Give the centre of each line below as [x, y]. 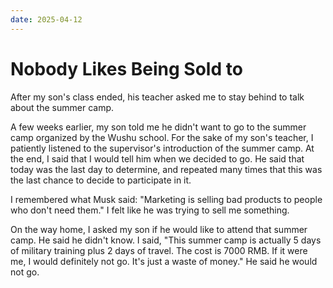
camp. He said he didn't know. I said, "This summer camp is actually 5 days [166, 240]
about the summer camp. [62, 107]
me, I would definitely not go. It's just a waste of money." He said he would [164, 261]
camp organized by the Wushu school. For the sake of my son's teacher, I [162, 137]
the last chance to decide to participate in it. [101, 180]
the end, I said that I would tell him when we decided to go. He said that [157, 158]
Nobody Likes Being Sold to [126, 68]
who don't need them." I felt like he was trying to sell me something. [150, 210]
